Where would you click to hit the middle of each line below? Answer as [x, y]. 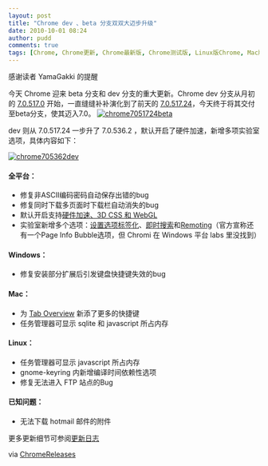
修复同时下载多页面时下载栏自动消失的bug [89, 205]
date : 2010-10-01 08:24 [48, 30]
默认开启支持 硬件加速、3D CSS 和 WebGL [89, 215]
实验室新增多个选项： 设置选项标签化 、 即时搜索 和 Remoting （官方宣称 [133, 225]
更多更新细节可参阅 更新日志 [54, 438]
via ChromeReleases [42, 454]
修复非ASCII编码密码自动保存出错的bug [84, 195]
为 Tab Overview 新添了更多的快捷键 [79, 313]
